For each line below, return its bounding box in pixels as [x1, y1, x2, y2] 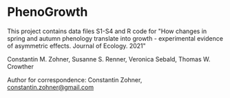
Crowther [7, 62, 34, 70]
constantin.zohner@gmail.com [7, 83, 94, 91]
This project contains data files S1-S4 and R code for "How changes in [7, 27, 207, 35]
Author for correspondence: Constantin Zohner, [7, 75, 143, 84]
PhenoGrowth [7, 4, 88, 20]
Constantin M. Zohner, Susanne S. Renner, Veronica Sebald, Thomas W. [7, 55, 211, 63]
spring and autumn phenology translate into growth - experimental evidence [7, 34, 224, 42]
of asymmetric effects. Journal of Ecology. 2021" [7, 41, 146, 50]
